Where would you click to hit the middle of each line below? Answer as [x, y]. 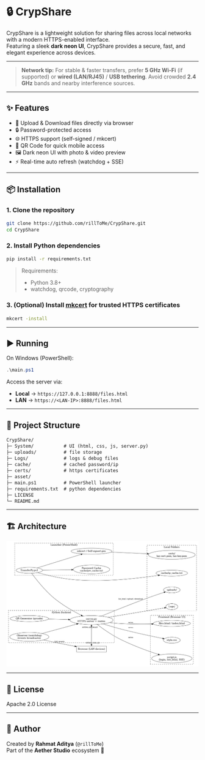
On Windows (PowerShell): [40, 358]
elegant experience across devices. [51, 52]
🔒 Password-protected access [53, 130]
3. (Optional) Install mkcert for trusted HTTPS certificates [93, 305]
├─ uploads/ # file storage [54, 453]
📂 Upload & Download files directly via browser [74, 122]
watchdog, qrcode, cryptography [72, 289]
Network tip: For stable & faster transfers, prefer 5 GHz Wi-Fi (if [102, 70]
